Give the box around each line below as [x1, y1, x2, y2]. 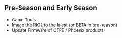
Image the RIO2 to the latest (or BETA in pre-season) [11, 22, 118, 28]
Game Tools [11, 17, 36, 22]
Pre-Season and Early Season [4, 4, 97, 12]
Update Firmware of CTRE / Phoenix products [11, 27, 104, 33]
